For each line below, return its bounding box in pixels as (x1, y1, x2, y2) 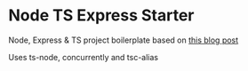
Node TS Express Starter (8, 5, 195, 26)
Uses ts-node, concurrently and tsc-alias (8, 51, 159, 62)
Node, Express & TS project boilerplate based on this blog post (8, 35, 239, 45)
